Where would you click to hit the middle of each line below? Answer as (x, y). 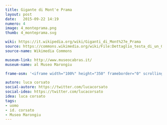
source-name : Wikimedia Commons (39, 51)
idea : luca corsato (25, 96)
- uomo (12, 105)
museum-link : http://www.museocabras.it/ (49, 60)
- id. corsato (20, 110)
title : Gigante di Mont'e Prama (39, 10)
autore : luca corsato (28, 82)
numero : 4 (15, 24)
